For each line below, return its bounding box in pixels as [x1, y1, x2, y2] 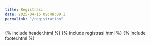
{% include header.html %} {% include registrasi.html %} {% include [5, 30, 146, 36]
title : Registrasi [5, 7, 43, 12]
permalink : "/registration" [5, 16, 64, 21]
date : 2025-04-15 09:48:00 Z [5, 12, 66, 17]
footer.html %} [5, 35, 35, 41]
